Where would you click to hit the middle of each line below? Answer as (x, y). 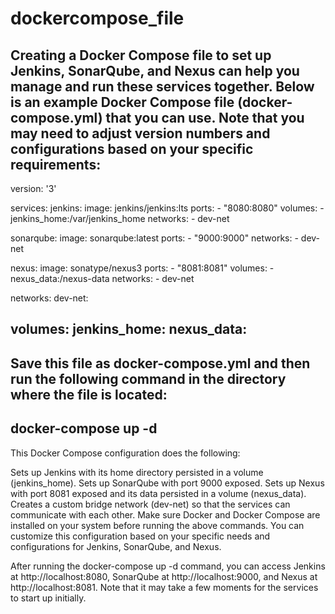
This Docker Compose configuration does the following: (125, 453)
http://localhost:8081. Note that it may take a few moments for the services (164, 587)
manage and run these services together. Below (162, 86)
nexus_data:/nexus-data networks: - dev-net (102, 278)
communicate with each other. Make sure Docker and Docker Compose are (165, 514)
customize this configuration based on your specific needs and (140, 536)
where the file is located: (89, 394)
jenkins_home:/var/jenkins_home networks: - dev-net (120, 218)
